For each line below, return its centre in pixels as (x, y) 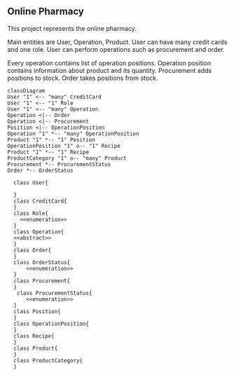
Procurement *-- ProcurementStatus (59, 164)
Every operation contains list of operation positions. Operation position (109, 63)
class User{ (31, 183)
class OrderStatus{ (42, 262)
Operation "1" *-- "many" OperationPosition (73, 133)
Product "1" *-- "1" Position (51, 139)
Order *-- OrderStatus (40, 170)
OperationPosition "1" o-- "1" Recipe (64, 146)
